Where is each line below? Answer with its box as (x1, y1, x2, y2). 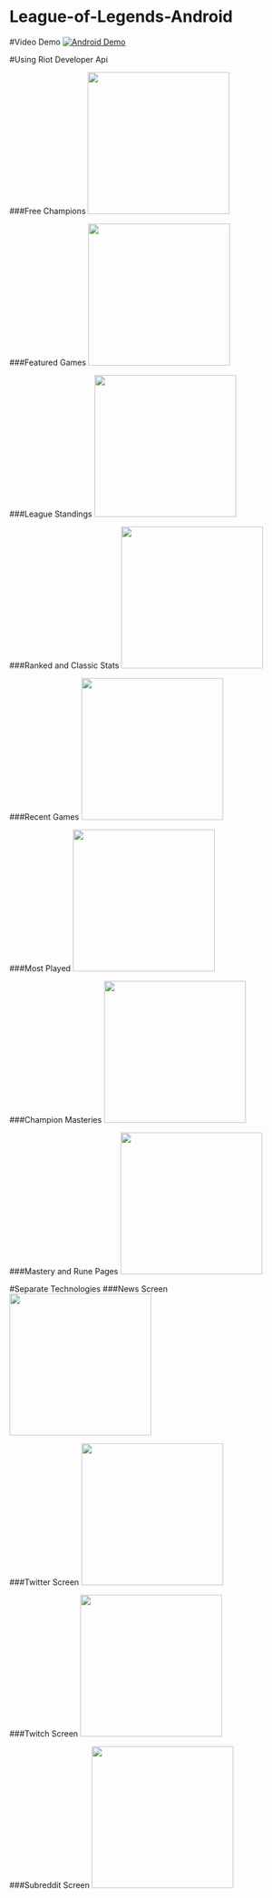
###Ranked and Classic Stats (9, 660, 120, 671)
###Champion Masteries (9, 1114, 102, 1125)
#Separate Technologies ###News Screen (9, 1283, 169, 1294)
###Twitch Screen (9, 1727, 79, 1739)
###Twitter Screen (9, 1577, 80, 1588)
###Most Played (9, 962, 71, 973)
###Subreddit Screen (9, 1879, 91, 1890)
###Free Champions (9, 205, 86, 216)
